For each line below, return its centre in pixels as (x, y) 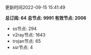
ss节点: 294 (24, 28)
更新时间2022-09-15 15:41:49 (35, 7)
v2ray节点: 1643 (29, 35)
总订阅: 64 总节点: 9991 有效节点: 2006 (46, 18)
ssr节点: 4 (23, 47)
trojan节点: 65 (27, 41)
